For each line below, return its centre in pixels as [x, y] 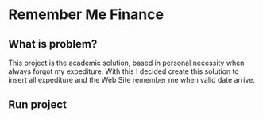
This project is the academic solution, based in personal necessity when [126, 63]
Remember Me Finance [86, 15]
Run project [38, 105]
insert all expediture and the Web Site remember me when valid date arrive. [132, 80]
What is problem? [53, 44]
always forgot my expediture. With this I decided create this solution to [124, 71]
